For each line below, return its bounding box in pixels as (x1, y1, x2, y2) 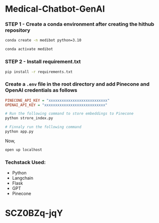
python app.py (5, 129, 34, 134)
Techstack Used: (5, 159, 46, 166)
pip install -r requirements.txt (5, 69, 73, 74)
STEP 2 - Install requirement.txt (5, 58, 81, 65)
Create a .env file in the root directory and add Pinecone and (5, 81, 150, 88)
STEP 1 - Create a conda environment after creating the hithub (5, 21, 155, 28)
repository (5, 27, 31, 34)
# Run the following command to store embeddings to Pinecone (5, 111, 134, 116)
